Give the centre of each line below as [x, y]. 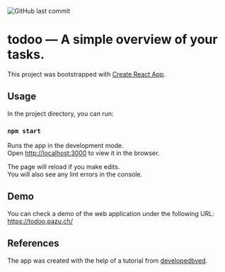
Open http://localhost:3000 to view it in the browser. [83, 153]
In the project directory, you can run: [60, 113]
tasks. [26, 55]
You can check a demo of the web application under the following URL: [111, 213]
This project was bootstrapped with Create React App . [87, 74]
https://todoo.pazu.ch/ [40, 221]
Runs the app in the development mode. [65, 146]
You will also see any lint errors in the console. [75, 174]
